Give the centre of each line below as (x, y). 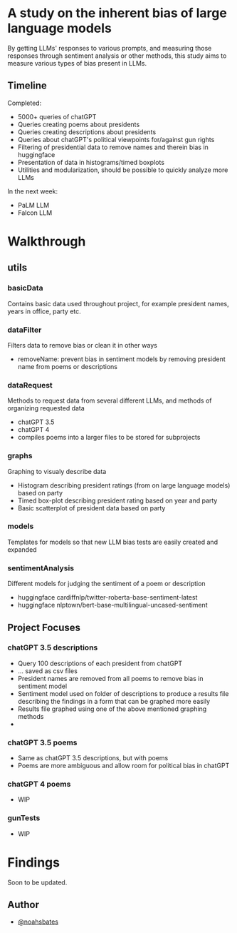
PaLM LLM (33, 205)
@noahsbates (38, 922)
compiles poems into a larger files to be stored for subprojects (109, 438)
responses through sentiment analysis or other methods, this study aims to (117, 56)
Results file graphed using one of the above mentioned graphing (112, 709)
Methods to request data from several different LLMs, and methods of (110, 400)
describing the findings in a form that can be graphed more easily (114, 701)
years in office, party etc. (44, 311)
